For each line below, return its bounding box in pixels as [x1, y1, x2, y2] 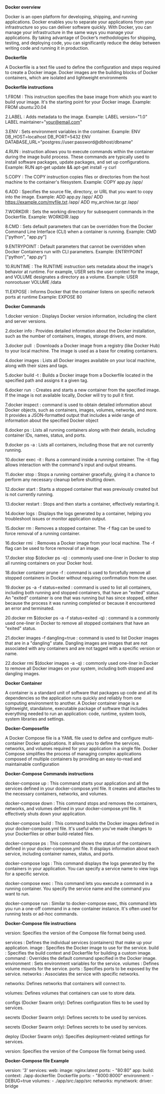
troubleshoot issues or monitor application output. [5, 516, 107, 521]
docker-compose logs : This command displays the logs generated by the [5, 860, 155, 866]
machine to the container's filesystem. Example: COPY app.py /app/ [5, 179, 143, 185]
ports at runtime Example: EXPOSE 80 [5, 294, 82, 300]
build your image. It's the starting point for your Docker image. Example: [5, 99, 151, 105]
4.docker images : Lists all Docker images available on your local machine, [5, 357, 156, 363]
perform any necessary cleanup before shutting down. [5, 477, 116, 482]
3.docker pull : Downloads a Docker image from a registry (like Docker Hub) [5, 342, 160, 348]
